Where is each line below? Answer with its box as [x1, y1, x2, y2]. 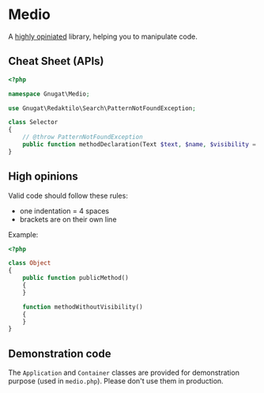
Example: [8, 229, 39, 239]
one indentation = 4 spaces [19, 206, 110, 215]
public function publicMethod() [22, 274, 129, 282]
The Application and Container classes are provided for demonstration [8, 368, 239, 377]
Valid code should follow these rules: [8, 191, 128, 200]
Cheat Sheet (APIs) [8, 55, 104, 68]
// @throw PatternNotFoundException [22, 133, 144, 142]
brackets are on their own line [19, 214, 117, 224]
